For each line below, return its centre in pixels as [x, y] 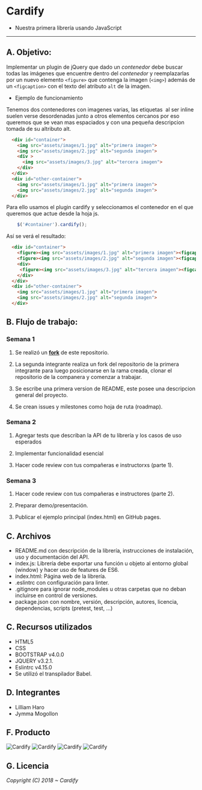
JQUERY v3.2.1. [34, 660]
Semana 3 [21, 480]
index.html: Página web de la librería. [60, 576]
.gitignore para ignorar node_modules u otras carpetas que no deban [100, 589]
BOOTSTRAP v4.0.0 [39, 654]
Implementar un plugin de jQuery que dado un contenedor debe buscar [95, 67]
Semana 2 [21, 422]
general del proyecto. [41, 395]
